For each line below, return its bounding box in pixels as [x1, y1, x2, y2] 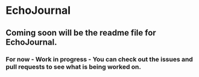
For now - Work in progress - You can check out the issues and [5, 55, 194, 63]
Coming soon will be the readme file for [5, 28, 156, 38]
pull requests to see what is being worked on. [5, 63, 142, 71]
